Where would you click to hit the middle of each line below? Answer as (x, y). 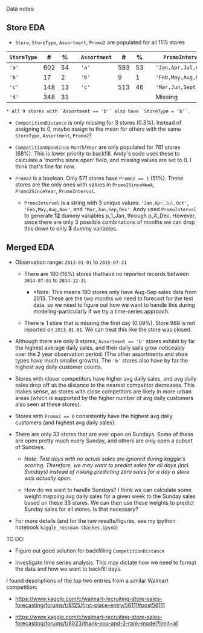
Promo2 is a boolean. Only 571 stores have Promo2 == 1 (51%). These (99, 178)
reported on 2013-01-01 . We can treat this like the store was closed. (108, 329)
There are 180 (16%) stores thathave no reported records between (106, 274)
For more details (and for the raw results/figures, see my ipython (95, 520)
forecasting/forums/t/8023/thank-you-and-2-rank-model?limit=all (97, 623)
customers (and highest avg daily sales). (65, 422)
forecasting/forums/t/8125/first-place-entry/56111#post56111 (90, 605)
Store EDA (26, 28)
